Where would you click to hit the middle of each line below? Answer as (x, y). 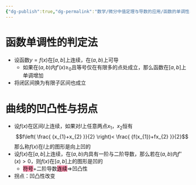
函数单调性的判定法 (52, 42)
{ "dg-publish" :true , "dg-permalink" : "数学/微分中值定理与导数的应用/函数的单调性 (97, 11)
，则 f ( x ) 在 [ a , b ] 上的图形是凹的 (67, 162)
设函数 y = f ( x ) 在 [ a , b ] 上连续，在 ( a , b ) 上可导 (66, 60)
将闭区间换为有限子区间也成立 (50, 83)
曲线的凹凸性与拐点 (52, 109)
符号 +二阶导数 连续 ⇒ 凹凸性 (55, 169)
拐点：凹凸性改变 (35, 176)
